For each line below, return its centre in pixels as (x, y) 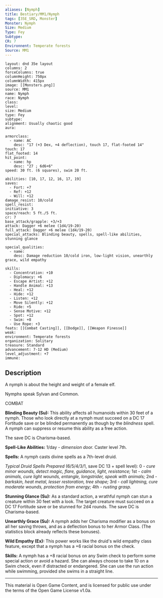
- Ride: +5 (20, 307)
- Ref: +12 (20, 192)
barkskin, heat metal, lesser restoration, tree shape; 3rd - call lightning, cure (81, 482)
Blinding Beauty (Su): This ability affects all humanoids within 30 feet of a (79, 413)
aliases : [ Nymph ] (23, 10)
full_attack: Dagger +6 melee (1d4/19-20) (49, 230)
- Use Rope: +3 (25, 324)
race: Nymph (17, 98)
